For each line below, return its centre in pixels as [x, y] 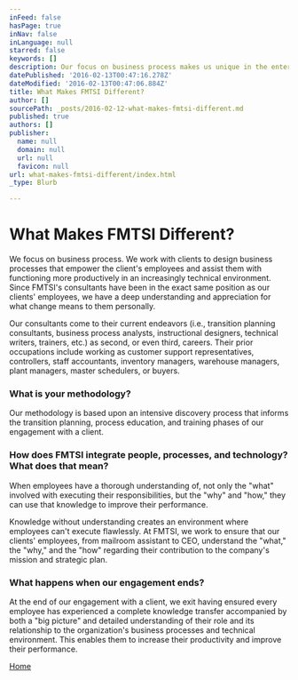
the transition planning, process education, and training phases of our [137, 422]
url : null [35, 158]
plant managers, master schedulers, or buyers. [94, 371]
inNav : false [33, 34]
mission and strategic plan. [59, 559]
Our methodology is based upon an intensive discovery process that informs [149, 413]
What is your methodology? [70, 394]
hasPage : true [35, 26]
